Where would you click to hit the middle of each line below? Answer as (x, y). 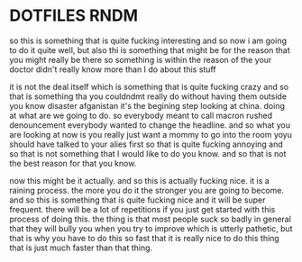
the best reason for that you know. (73, 163)
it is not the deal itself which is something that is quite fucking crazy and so (149, 86)
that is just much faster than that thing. (81, 248)
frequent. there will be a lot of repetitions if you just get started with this (142, 209)
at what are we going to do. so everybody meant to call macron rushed (141, 115)
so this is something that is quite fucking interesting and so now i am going (148, 41)
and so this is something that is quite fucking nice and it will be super (137, 200)
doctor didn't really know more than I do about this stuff (113, 69)
